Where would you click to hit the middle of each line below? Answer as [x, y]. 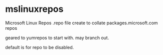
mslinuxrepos [34, 9]
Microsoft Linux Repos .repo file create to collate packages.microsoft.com [81, 23]
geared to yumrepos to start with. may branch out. [57, 38]
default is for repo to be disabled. [40, 47]
